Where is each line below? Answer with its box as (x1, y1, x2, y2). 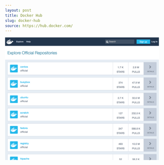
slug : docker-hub (5, 18, 41, 23)
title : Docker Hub (5, 13, 42, 18)
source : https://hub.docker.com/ (5, 23, 73, 28)
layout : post (5, 8, 32, 13)
